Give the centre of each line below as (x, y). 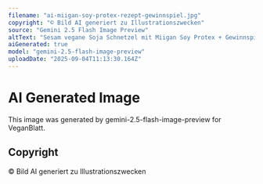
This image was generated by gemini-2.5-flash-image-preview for (115, 119)
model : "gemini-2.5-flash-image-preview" (77, 52)
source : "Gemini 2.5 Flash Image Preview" (78, 30)
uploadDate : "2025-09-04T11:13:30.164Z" (75, 60)
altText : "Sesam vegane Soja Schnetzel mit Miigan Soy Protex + (115, 37)
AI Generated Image (74, 98)
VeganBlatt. (27, 128)
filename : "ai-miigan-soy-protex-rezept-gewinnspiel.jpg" (104, 15)
